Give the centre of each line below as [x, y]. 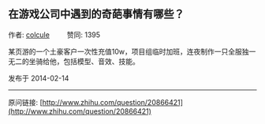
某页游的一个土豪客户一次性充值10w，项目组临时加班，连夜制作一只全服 [125, 51]
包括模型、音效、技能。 [101, 61]
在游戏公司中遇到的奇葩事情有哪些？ [96, 14]
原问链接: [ [26, 102]
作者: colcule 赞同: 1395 [54, 35]
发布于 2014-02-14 [39, 78]
